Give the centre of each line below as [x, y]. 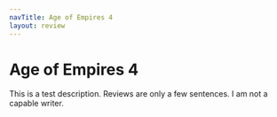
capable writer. [36, 104]
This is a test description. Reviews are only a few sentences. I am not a [138, 94]
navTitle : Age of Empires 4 [61, 17]
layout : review [37, 26]
